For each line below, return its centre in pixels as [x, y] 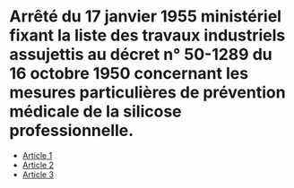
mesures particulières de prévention [147, 93]
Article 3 [38, 174]
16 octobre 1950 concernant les [129, 74]
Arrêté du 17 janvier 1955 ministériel [146, 17]
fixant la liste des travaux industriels [147, 35]
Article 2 [38, 165]
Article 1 [37, 155]
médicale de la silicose [95, 111]
